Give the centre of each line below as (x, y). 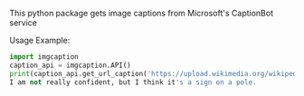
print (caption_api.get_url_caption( (78, 73)
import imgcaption (44, 57)
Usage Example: (40, 40)
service (24, 23)
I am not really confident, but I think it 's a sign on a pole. (133, 82)
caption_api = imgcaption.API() (70, 65)
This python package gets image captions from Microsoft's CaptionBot (142, 13)
